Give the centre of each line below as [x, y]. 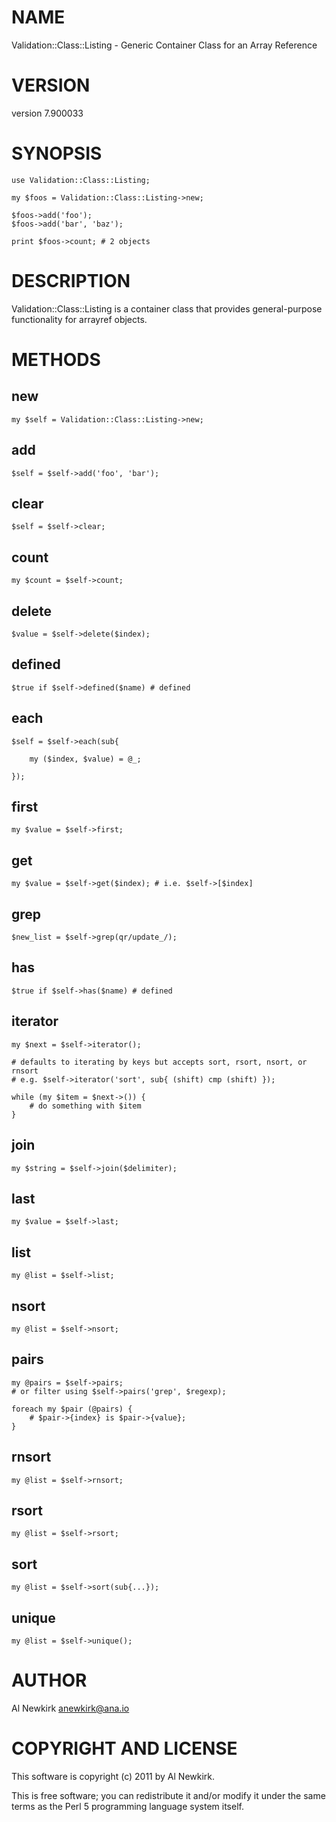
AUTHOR [49, 1680]
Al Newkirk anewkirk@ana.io [70, 1708]
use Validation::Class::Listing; [81, 180]
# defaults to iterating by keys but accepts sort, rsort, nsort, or [159, 1062]
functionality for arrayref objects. [79, 319]
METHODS [56, 359]
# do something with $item [85, 1106]
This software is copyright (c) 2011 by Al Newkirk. [113, 1776]
